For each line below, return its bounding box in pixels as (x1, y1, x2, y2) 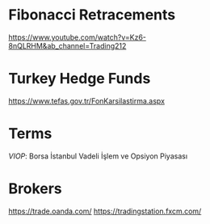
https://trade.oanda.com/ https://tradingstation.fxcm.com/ (8, 206, 202, 216)
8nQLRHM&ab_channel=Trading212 (8, 40, 127, 50)
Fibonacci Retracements (8, 6, 176, 24)
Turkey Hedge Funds (8, 70, 151, 88)
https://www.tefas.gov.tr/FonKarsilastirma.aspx (8, 95, 166, 106)
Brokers (8, 180, 62, 197)
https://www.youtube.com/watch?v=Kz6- (8, 32, 147, 42)
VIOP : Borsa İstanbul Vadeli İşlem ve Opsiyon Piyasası (8, 151, 188, 161)
